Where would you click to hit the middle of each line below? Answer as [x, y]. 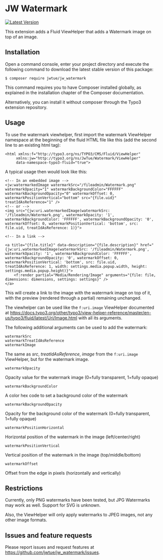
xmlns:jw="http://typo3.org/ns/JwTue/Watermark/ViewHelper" [78, 158]
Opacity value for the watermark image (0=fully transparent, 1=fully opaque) [82, 377]
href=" [147, 245]
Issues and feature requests [49, 535]
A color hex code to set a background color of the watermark [66, 395]
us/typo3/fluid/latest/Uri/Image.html [41, 318]
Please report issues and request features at [50, 547]
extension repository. [26, 107]
